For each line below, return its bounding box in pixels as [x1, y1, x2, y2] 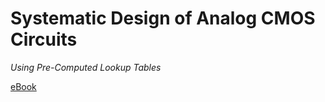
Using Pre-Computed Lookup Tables [10, 61, 162, 73]
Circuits [10, 28, 78, 51]
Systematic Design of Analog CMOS [10, 7, 316, 30]
